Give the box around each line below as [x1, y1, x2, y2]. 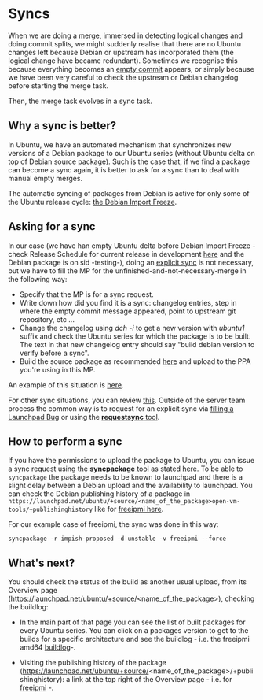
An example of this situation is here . [8, 380, 124, 390]
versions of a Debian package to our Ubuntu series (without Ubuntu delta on [8, 148, 255, 157]
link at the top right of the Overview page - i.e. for [71, 675, 232, 684]
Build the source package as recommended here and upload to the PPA [19, 356, 251, 366]
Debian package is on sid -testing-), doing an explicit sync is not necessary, [8, 257, 254, 267]
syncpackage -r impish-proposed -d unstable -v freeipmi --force [8, 535, 226, 543]
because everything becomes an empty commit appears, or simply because [8, 64, 255, 73]
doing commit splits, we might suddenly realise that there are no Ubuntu [8, 39, 242, 48]
